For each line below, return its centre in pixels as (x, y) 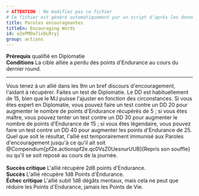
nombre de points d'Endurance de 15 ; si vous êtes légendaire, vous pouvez (99, 124)
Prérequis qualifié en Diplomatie (46, 56)
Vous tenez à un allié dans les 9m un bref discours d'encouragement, (91, 86)
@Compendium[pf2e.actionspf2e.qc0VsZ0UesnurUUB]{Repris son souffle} (98, 149)
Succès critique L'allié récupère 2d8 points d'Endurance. (76, 168)
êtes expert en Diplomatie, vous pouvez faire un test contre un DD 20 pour (97, 105)
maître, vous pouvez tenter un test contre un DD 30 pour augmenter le (92, 117)
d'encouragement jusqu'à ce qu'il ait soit (56, 143)
